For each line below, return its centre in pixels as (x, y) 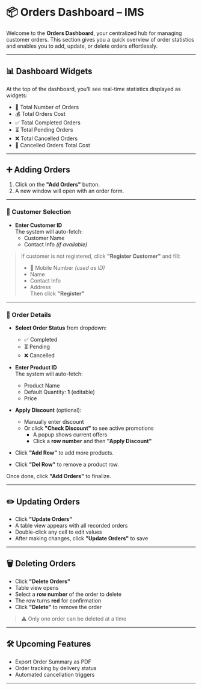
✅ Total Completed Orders (48, 123)
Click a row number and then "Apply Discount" (92, 441)
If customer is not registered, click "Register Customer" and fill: (100, 256)
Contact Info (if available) (56, 244)
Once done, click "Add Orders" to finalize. (59, 476)
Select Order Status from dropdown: (61, 328)
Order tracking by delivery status (56, 668)
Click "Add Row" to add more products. (64, 453)
